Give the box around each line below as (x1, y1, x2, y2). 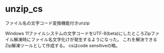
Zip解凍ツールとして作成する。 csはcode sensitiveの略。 (5, 42, 121, 48)
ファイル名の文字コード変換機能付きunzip (5, 20, 90, 26)
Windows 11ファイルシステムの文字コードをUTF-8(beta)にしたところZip (5, 30, 151, 36)
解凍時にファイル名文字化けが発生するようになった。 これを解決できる (13, 36, 158, 42)
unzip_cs (5, 3, 43, 15)
